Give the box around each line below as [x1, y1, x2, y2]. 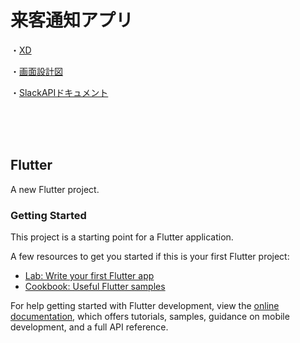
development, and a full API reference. [10, 321, 169, 333]
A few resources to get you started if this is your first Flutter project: [10, 251, 290, 263]
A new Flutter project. [10, 183, 100, 195]
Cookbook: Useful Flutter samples [24, 281, 166, 293]
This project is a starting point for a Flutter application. [10, 231, 234, 243]
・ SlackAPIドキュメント [10, 86, 109, 98]
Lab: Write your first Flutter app [24, 270, 155, 282]
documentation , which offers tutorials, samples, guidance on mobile [10, 311, 290, 323]
